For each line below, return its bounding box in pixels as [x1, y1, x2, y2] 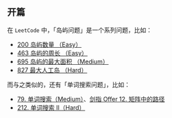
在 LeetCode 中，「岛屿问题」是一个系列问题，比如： [7, 26, 153, 34]
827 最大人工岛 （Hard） [16, 65, 88, 74]
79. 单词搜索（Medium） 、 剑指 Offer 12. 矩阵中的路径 [16, 95, 165, 103]
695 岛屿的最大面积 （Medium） [16, 57, 109, 65]
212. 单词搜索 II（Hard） [16, 103, 86, 111]
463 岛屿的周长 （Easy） [16, 48, 88, 57]
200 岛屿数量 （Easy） [16, 40, 82, 48]
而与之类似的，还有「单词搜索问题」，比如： [7, 80, 130, 89]
